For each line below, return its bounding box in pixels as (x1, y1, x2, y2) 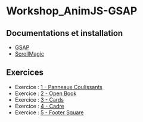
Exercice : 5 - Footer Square (14, 109, 85, 116)
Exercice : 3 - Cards (14, 96, 64, 103)
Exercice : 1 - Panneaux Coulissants (14, 83, 103, 90)
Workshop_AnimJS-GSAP (6, 4, 138, 18)
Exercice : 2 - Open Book (14, 90, 77, 97)
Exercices (6, 68, 43, 78)
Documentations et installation (6, 28, 123, 38)
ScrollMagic (14, 50, 45, 57)
